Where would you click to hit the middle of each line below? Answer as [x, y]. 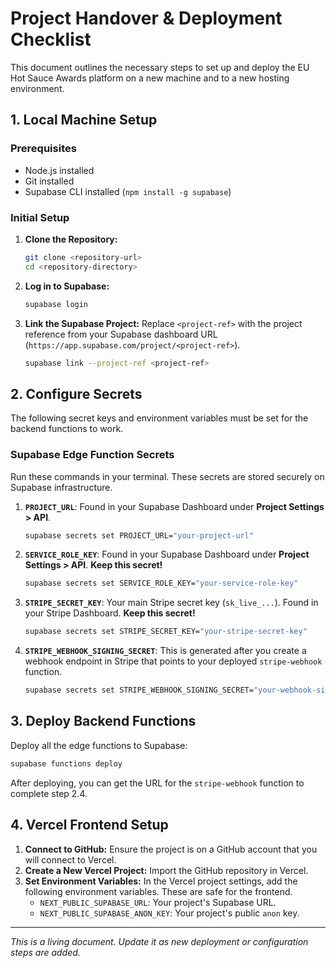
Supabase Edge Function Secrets [92, 455]
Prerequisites [43, 149]
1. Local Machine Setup [84, 120]
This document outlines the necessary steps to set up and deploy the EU [160, 67]
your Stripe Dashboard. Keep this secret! [110, 613]
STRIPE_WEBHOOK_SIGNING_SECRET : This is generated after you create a [165, 651]
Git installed [49, 181]
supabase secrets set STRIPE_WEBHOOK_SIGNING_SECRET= [139, 690]
